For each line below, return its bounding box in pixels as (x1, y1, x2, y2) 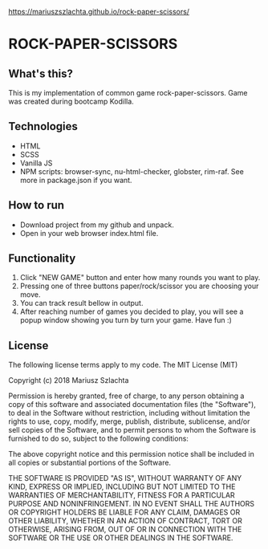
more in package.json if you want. (19, 175, 132, 185)
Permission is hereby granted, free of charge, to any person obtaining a (8, 391, 245, 401)
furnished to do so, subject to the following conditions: (8, 433, 189, 444)
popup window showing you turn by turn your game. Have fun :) (19, 315, 233, 325)
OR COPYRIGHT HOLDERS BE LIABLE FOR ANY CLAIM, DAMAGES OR (8, 507, 241, 517)
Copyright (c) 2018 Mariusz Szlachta (8, 376, 129, 385)
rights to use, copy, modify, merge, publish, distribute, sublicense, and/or (8, 417, 250, 426)
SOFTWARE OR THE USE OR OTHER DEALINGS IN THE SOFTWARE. (8, 533, 233, 543)
